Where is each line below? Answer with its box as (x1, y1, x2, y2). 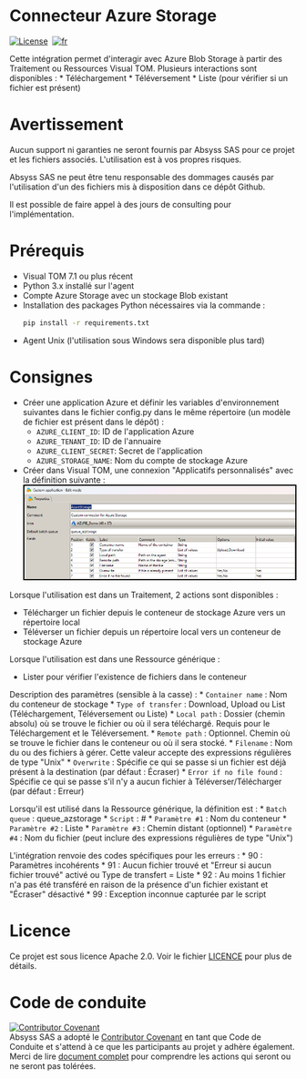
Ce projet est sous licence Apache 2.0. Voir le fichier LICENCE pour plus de (9, 951, 292, 962)
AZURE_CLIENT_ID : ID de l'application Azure (36, 425, 195, 437)
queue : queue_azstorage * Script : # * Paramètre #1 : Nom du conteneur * (9, 812, 287, 824)
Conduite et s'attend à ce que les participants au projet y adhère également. (9, 1042, 295, 1053)
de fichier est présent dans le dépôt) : (22, 416, 165, 427)
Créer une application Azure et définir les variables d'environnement (22, 397, 280, 408)
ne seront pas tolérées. (9, 1061, 97, 1072)
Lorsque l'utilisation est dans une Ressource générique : (9, 653, 220, 665)
